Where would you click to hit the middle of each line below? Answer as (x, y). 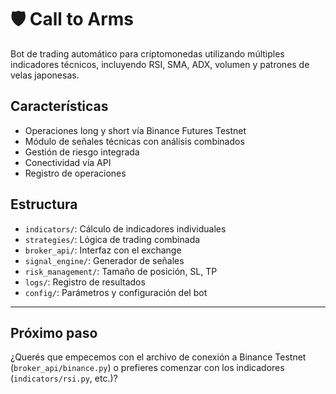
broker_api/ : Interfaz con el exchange (103, 250)
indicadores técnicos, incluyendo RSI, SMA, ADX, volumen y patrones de (160, 64)
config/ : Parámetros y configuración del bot (116, 292)
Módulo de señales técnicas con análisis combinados (134, 141)
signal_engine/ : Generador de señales (104, 260)
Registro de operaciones (75, 173)
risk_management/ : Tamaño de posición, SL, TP (121, 271)
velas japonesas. (45, 75)
